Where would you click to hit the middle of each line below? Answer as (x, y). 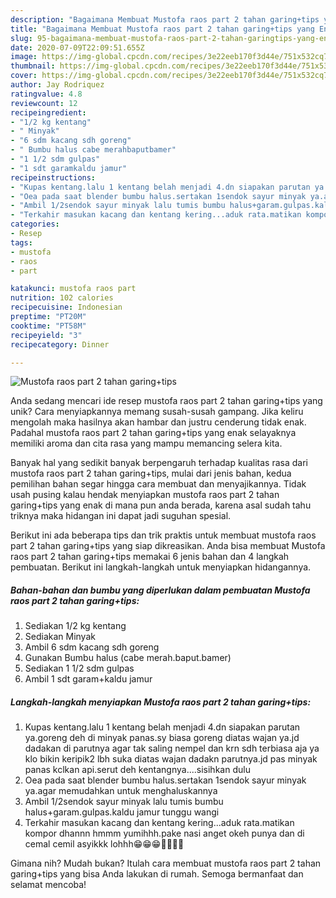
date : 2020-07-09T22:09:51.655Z (77, 47)
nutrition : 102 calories (62, 298)
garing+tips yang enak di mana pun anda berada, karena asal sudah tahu (161, 505)
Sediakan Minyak (60, 637)
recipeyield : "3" (46, 335)
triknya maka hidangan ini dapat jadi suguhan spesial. (121, 516)
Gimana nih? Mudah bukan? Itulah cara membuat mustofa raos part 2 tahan (166, 863)
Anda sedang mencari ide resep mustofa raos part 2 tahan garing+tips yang (166, 401)
